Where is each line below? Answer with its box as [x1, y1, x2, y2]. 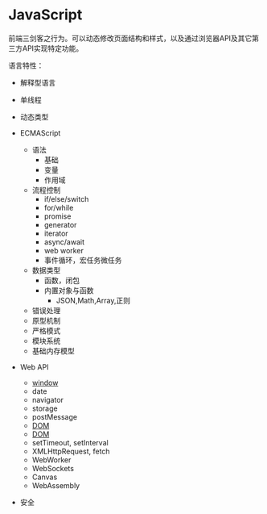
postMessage [31, 412, 78, 421]
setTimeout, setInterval [31, 437, 109, 447]
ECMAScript [19, 127, 61, 138]
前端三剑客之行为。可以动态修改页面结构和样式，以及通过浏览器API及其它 [8, 33, 253, 43]
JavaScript [8, 6, 83, 24]
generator [43, 219, 77, 229]
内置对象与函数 [43, 285, 94, 295]
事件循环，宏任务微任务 [43, 255, 122, 265]
